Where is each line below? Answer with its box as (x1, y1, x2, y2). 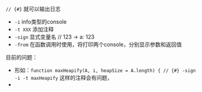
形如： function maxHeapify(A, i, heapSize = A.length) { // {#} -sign (14, 67, 196, 74)
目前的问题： (5, 54, 37, 61)
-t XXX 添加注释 (14, 26, 54, 33)
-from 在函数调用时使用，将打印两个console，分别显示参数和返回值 (14, 41, 182, 48)
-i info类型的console (14, 18, 67, 25)
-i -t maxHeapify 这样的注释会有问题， (14, 74, 113, 81)
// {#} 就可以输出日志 (5, 5, 61, 12)
